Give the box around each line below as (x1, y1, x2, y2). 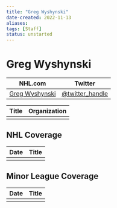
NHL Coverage (6, 130, 62, 140)
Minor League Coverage (6, 171, 99, 181)
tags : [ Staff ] (6, 25, 42, 32)
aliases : (6, 20, 28, 26)
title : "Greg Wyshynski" (6, 8, 69, 15)
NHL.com (19, 79, 46, 88)
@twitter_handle (62, 89, 109, 98)
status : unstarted (6, 31, 52, 37)
